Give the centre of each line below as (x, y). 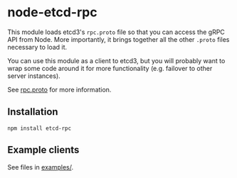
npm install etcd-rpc (39, 128)
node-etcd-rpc (52, 12)
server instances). (34, 76)
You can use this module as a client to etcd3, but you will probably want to (116, 60)
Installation (33, 112)
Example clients (43, 150)
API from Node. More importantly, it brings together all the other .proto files (118, 39)
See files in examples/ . (40, 167)
